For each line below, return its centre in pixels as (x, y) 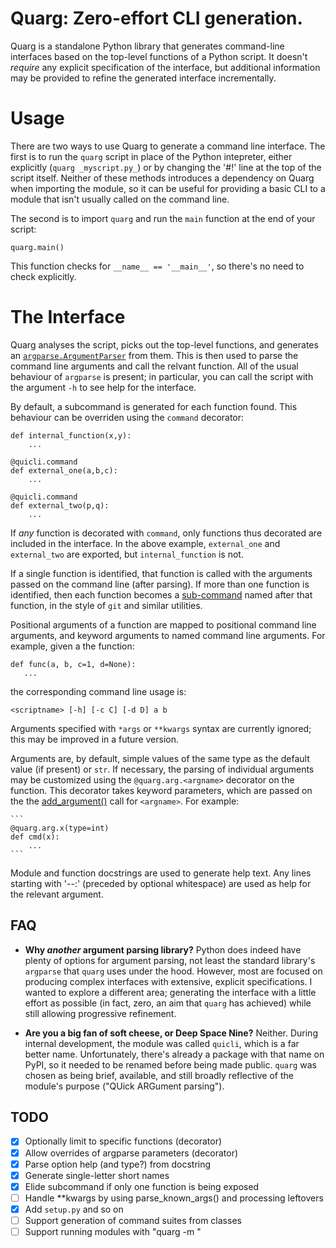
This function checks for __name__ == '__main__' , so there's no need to (157, 266)
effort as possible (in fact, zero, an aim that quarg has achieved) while (168, 1003)
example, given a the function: (72, 646)
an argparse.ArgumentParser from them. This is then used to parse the (154, 355)
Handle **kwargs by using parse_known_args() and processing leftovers (174, 1198)
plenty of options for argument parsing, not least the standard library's (170, 960)
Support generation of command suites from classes (133, 1220)
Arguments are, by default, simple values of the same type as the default (160, 758)
